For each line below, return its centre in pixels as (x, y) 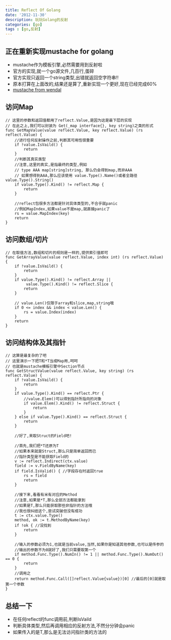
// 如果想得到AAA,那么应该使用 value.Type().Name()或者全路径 (76, 175)
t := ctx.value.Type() (39, 516)
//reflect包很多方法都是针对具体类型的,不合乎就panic (66, 204)
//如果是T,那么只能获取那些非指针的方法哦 (54, 506)
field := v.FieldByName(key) (46, 466)
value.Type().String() (29, 180)
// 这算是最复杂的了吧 (26, 356)
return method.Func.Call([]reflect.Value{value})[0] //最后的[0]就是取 (90, 579)
